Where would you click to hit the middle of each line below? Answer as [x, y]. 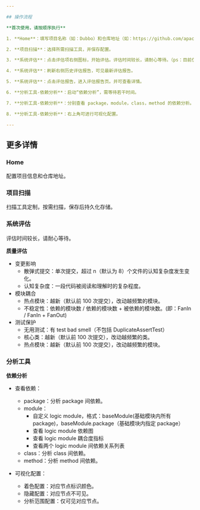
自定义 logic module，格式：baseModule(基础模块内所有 [102, 416]
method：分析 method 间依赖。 [62, 461]
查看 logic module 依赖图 [63, 431]
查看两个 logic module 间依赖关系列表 [79, 446]
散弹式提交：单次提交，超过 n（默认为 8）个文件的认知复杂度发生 [104, 271]
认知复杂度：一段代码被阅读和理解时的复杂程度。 [84, 286]
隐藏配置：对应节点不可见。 [58, 494]
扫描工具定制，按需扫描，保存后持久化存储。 [61, 207]
